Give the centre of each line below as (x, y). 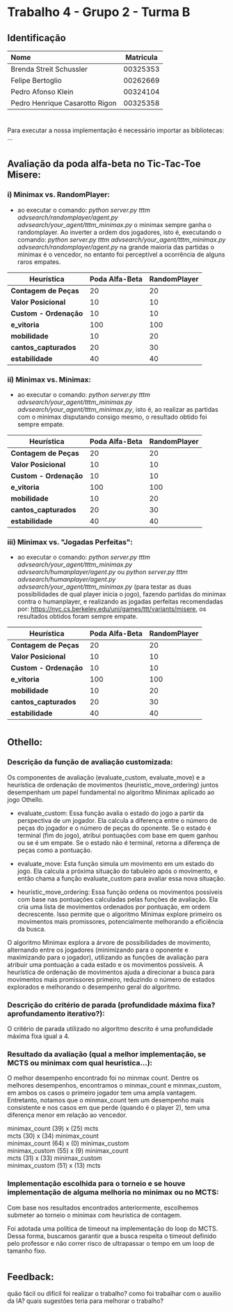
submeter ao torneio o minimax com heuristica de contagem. (95, 1215)
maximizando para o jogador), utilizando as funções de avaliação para (108, 957)
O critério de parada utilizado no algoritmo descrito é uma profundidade (110, 1029)
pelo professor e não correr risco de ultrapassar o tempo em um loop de (111, 1243)
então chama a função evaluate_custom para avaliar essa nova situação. (121, 878)
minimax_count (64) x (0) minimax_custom (68, 1143)
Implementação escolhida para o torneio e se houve (96, 1184)
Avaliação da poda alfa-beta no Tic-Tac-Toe (104, 164)
